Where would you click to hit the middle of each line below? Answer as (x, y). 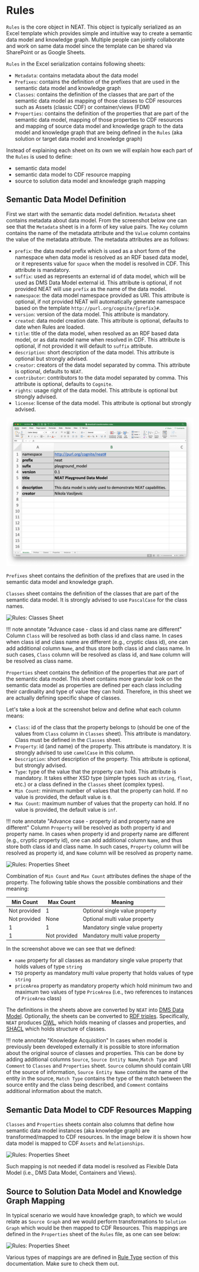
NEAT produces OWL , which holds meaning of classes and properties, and (96, 1023)
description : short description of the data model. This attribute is (94, 352)
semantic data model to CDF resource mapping (72, 174)
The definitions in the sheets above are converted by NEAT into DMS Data (95, 1010)
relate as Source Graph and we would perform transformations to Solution (97, 1222)
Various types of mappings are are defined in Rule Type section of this (92, 1257)
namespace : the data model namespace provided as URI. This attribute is (102, 295)
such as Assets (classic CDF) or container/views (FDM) (82, 107)
